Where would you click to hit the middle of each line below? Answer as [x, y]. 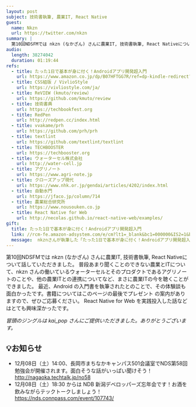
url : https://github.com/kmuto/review [64, 98]
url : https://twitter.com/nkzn [49, 33]
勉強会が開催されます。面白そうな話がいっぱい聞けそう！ [83, 371]
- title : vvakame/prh [38, 126]
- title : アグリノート [36, 169]
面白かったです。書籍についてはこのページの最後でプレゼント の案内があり [96, 294]
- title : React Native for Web [49, 213]
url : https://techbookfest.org [55, 109]
